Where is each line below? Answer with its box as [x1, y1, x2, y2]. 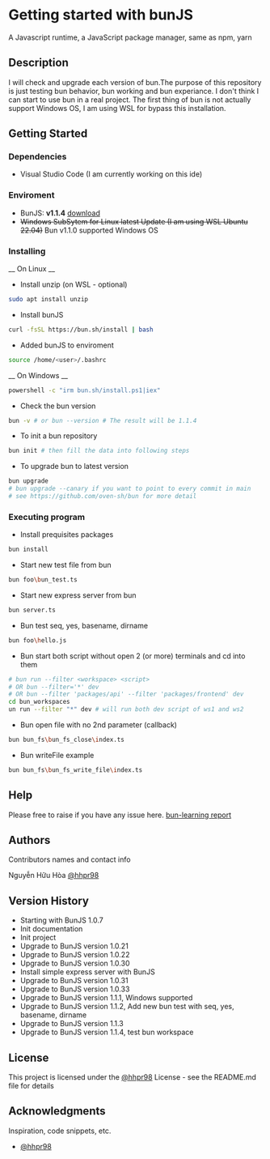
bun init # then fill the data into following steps [8, 447, 190, 455]
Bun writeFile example [19, 750, 95, 760]
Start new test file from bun [19, 560, 112, 570]
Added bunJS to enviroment [19, 340, 115, 350]
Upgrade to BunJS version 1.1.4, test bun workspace [19, 1027, 194, 1038]
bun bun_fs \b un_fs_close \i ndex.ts [8, 735, 125, 744]
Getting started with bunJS [8, 6, 194, 24]
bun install [8, 545, 49, 554]
